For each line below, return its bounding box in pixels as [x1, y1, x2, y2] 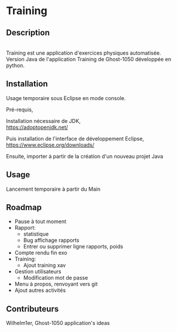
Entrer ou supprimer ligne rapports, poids [23, 243, 124, 250]
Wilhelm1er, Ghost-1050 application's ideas [6, 320, 110, 327]
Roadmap [6, 202, 42, 213]
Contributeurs [6, 304, 59, 314]
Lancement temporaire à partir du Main [6, 185, 101, 192]
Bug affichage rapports [23, 237, 80, 244]
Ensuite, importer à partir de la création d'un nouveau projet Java [6, 152, 164, 160]
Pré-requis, [6, 106, 33, 113]
